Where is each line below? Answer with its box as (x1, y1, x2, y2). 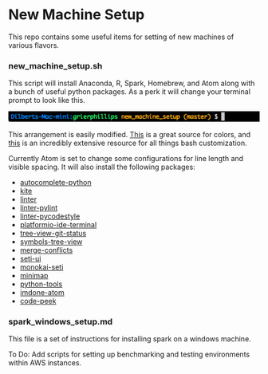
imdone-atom (19, 287, 65, 297)
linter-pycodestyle (19, 211, 81, 221)
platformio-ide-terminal (19, 219, 97, 229)
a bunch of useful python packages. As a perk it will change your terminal (8, 87, 251, 96)
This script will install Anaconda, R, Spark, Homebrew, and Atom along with (8, 78, 255, 89)
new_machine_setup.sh (8, 60, 103, 71)
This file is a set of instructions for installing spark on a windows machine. (8, 334, 251, 344)
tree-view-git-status (19, 228, 87, 238)
